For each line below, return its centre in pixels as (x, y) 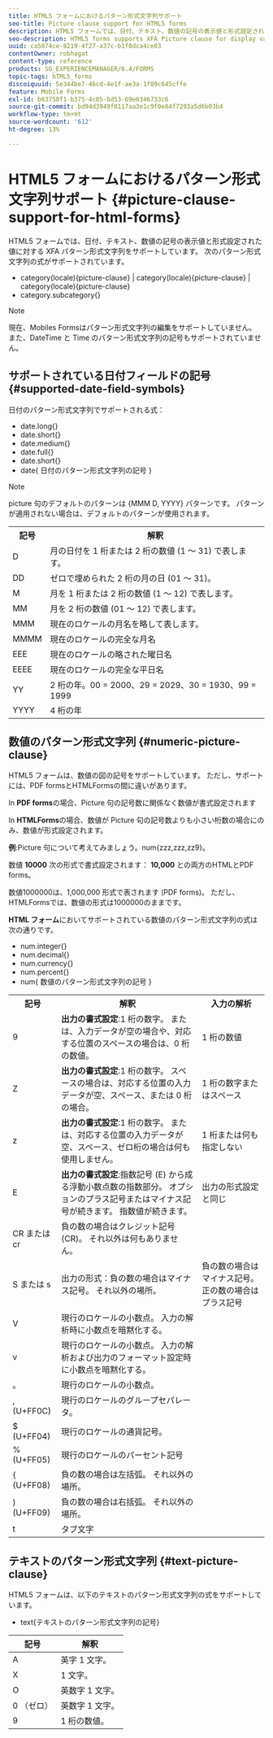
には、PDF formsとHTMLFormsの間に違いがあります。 (100, 786)
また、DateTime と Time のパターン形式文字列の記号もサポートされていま (131, 338)
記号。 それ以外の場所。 (115, 1291)
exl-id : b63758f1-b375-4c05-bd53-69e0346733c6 (89, 99)
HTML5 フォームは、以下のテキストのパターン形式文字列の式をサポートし (132, 1595)
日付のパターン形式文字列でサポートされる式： (87, 409)
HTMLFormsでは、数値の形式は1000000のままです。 (97, 903)
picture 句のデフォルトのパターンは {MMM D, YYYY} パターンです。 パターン (136, 503)
